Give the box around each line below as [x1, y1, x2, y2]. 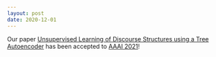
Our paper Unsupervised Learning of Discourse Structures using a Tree [7, 35, 209, 43]
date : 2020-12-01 [7, 16, 57, 23]
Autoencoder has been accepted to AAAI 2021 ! [7, 42, 141, 50]
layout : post [7, 9, 45, 17]
